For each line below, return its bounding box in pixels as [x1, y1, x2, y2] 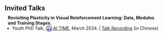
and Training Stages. [7, 20, 52, 26]
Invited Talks [4, 4, 45, 12]
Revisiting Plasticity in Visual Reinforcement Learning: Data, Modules [7, 15, 155, 21]
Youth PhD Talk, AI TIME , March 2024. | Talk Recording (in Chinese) [11, 25, 159, 31]
